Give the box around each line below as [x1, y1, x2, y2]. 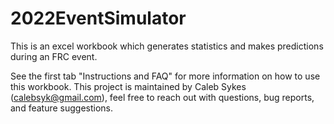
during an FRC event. [10, 50, 98, 62]
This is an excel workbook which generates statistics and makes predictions [10, 40, 324, 52]
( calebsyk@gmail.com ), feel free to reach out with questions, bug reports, [10, 91, 315, 103]
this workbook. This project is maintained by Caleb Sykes [10, 80, 247, 92]
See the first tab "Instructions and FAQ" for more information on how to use [10, 70, 321, 82]
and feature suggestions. [10, 102, 114, 114]
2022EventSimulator [10, 7, 187, 30]
